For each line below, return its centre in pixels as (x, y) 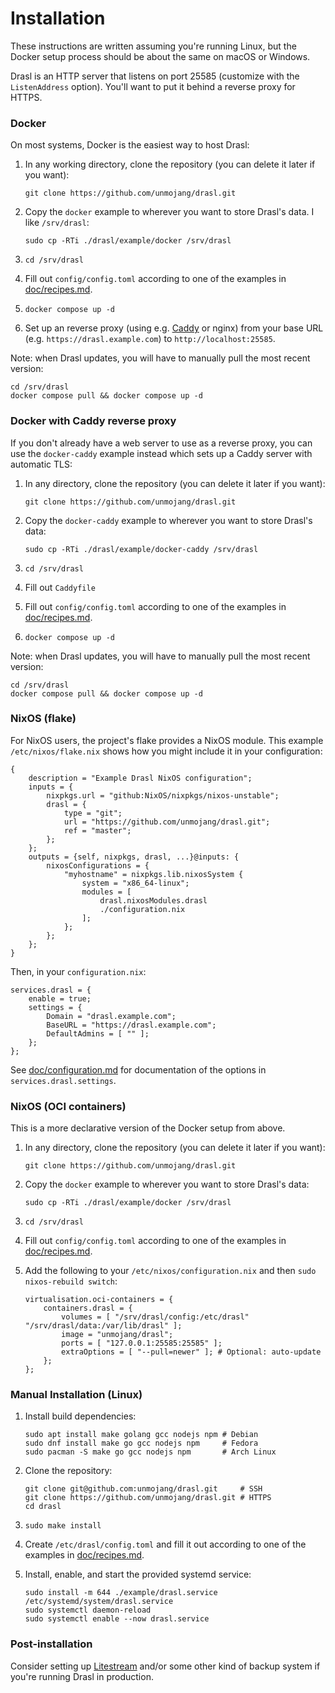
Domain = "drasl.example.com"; (111, 1016)
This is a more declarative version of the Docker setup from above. (148, 1128)
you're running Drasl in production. (82, 1676)
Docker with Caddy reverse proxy (93, 421)
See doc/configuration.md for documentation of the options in (138, 1069)
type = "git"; (93, 813)
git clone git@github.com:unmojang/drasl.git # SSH (143, 1489)
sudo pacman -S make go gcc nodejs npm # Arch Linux (150, 1452)
